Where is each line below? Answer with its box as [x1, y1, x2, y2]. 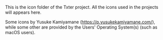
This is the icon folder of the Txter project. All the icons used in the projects [5, 4, 159, 10]
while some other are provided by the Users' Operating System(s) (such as [5, 24, 158, 30]
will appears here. [5, 9, 42, 15]
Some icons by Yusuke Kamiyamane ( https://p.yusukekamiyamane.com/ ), [5, 19, 156, 25]
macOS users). [5, 30, 36, 35]
